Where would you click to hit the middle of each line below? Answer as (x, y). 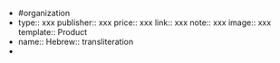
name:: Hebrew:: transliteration (76, 41)
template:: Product (53, 32)
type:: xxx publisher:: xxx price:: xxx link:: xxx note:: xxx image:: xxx (145, 22)
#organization (44, 13)
